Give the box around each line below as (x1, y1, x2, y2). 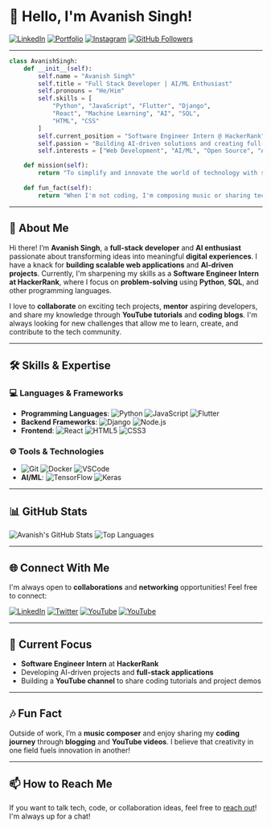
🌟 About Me (9, 222, 69, 235)
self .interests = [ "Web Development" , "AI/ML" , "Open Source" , (38, 147, 254, 155)
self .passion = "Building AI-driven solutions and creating (38, 139, 244, 147)
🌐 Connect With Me (9, 561, 110, 574)
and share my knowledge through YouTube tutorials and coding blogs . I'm (9, 309, 258, 319)
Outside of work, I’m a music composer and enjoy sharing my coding (9, 728, 240, 738)
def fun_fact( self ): (23, 184, 92, 192)
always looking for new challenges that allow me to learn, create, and (9, 318, 239, 328)
